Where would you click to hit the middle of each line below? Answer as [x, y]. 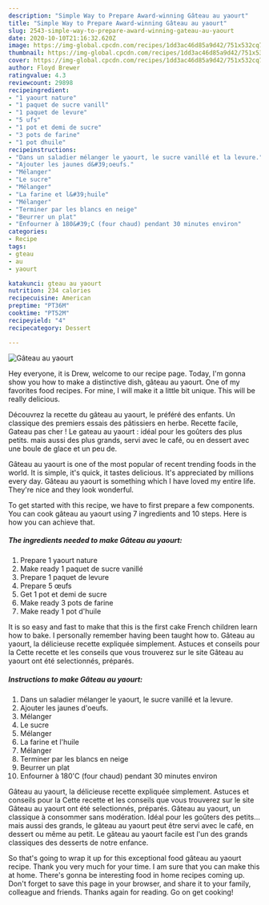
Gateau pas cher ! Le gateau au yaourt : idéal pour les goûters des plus [125, 431]
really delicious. [34, 399]
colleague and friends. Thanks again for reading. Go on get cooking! [121, 892]
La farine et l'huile [50, 742]
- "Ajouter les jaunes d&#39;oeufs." [71, 165]
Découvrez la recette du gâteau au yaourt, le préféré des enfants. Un [122, 414]
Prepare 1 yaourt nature [58, 561]
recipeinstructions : [43, 150]
